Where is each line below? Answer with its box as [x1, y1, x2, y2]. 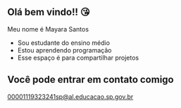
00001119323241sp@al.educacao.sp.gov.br [7, 92, 134, 101]
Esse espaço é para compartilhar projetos [17, 53, 139, 62]
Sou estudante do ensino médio [17, 39, 111, 47]
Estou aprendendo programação [17, 46, 112, 54]
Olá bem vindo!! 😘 [7, 6, 90, 18]
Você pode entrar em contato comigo [7, 74, 174, 86]
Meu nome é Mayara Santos [7, 25, 89, 33]
